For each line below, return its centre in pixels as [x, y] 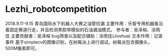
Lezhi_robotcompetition [56, 9]
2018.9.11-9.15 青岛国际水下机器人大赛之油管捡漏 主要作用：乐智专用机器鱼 [82, 23]
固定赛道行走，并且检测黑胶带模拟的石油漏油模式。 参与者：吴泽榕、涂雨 [85, 29]
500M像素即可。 [22, 48]
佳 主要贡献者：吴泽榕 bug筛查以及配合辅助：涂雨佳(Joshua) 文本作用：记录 [84, 36]
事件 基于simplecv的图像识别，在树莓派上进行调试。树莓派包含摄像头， [79, 42]
